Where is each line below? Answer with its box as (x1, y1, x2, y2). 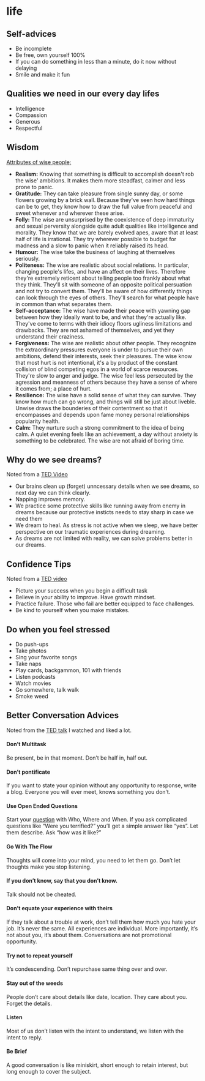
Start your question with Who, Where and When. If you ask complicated (6, 816, 187, 823)
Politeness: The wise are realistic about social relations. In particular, (15, 261, 190, 269)
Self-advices (6, 29, 57, 39)
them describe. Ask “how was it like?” (6, 829, 102, 836)
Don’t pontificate (6, 768, 51, 776)
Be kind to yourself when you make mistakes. (15, 607, 130, 614)
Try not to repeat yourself (6, 952, 73, 959)
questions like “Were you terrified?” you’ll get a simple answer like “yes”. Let (6, 822, 198, 830)
